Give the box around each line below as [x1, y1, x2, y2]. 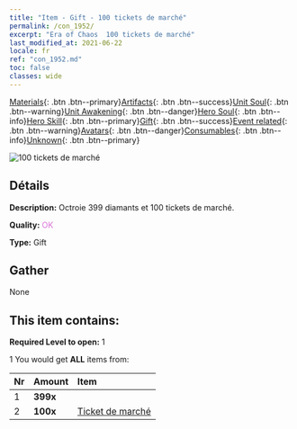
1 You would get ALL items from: [9, 354, 130, 365]
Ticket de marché [76, 406, 151, 418]
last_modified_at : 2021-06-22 [9, 38, 123, 48]
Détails [9, 178, 49, 193]
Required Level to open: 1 [9, 336, 105, 347]
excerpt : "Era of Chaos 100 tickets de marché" [9, 30, 195, 39]
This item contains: [9, 312, 120, 328]
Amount [32, 375, 69, 388]
